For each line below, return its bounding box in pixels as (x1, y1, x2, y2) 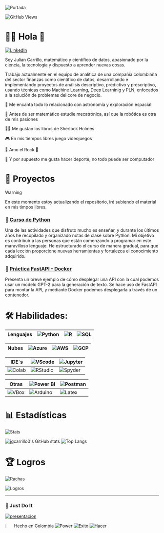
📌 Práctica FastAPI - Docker (5, 266, 72, 272)
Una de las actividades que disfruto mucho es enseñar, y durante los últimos (5, 227, 159, 233)
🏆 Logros (5, 456, 45, 468)
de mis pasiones (5, 116, 38, 122)
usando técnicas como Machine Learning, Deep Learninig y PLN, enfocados (5, 87, 159, 93)
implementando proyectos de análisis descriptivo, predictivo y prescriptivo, (5, 82, 156, 87)
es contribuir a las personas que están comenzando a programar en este (5, 238, 152, 244)
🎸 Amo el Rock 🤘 (5, 146, 39, 152)
